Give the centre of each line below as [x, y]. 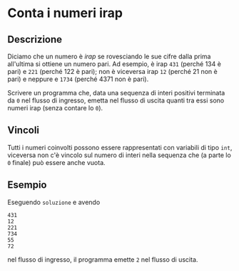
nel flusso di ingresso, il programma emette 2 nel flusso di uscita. [103, 259]
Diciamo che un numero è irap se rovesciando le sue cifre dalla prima [109, 56]
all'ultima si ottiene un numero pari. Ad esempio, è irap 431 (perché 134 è [114, 64]
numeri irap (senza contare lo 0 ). [55, 108]
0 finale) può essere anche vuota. [56, 162]
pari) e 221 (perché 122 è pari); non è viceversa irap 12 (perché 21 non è [112, 71]
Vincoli [24, 131]
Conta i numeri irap [65, 13]
